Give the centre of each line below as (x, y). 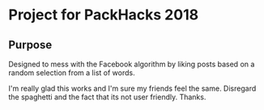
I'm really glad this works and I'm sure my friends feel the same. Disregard (132, 88)
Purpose (30, 45)
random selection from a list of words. (72, 73)
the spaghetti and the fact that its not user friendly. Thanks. (107, 97)
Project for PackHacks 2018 (104, 15)
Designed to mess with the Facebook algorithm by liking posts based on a (132, 64)
